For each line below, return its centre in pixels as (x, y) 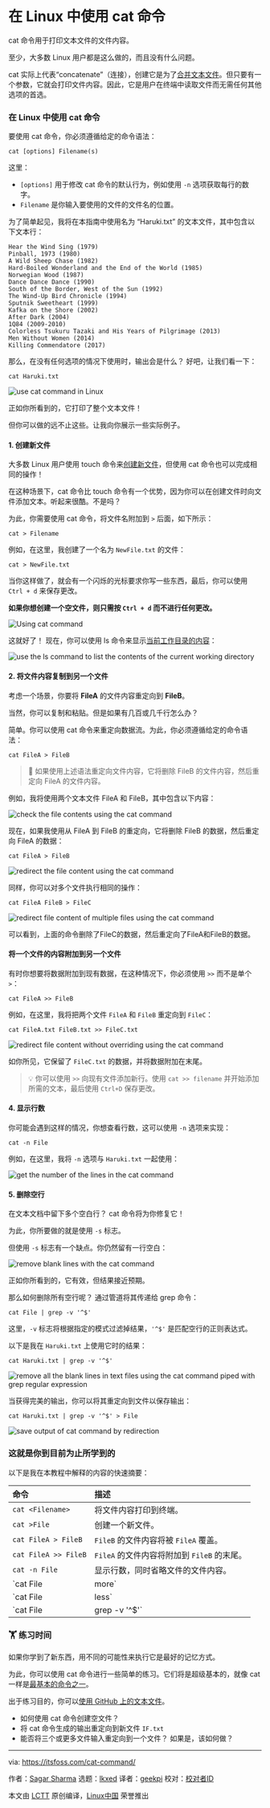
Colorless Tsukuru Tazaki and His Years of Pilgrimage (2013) (115, 331)
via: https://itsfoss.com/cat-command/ (72, 1761)
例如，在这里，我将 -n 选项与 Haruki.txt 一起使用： (94, 1159)
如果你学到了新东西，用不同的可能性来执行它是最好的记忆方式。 (114, 1657)
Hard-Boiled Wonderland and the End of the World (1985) (106, 268)
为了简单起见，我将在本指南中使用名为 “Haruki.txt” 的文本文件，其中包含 (128, 222)
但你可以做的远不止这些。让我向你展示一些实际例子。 (96, 425)
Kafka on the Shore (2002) (53, 310)
